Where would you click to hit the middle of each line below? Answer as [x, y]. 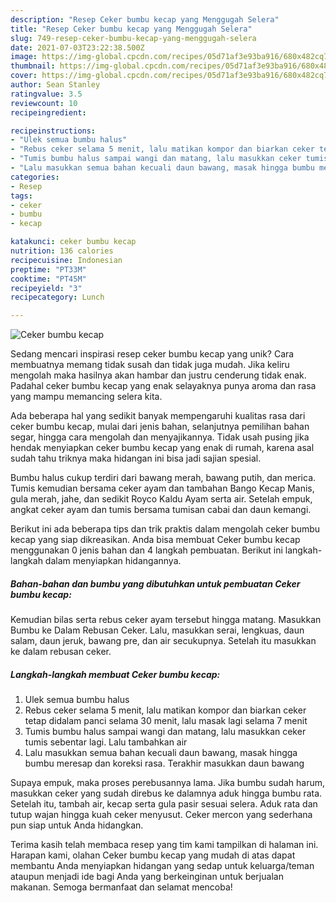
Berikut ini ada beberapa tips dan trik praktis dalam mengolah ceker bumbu [165, 529]
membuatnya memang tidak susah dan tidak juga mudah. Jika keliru [150, 365]
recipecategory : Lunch [57, 297]
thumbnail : [33, 66]
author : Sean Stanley [55, 85]
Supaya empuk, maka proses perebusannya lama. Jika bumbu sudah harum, [168, 783]
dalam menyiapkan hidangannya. [113, 561]
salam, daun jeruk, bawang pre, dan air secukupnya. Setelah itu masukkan [163, 641]
